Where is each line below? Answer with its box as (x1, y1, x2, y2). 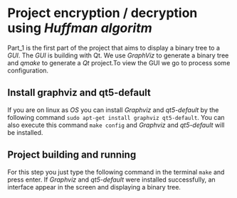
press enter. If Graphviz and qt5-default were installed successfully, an (7, 175, 216, 184)
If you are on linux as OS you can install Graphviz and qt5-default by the (7, 105, 219, 114)
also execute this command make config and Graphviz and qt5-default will (7, 121, 225, 129)
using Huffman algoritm (7, 20, 152, 36)
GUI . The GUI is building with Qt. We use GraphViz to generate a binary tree (7, 51, 229, 60)
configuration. (7, 66, 48, 75)
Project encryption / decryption (7, 5, 198, 21)
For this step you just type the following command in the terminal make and (7, 167, 225, 176)
